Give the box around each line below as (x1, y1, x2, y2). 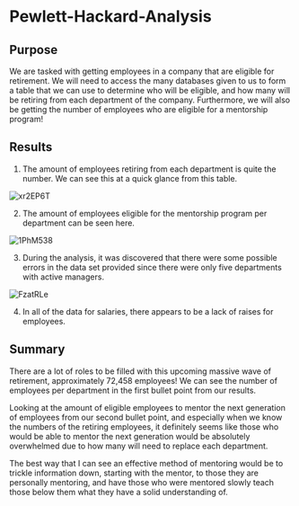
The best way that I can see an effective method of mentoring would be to (9, 457, 284, 468)
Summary (9, 342, 66, 357)
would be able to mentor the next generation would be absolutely (9, 431, 251, 441)
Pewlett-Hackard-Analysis (9, 6, 213, 27)
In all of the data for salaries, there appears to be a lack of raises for (22, 306, 274, 316)
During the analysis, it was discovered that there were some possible (22, 252, 277, 262)
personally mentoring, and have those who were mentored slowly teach (9, 476, 275, 487)
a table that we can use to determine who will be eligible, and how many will (9, 85, 290, 95)
